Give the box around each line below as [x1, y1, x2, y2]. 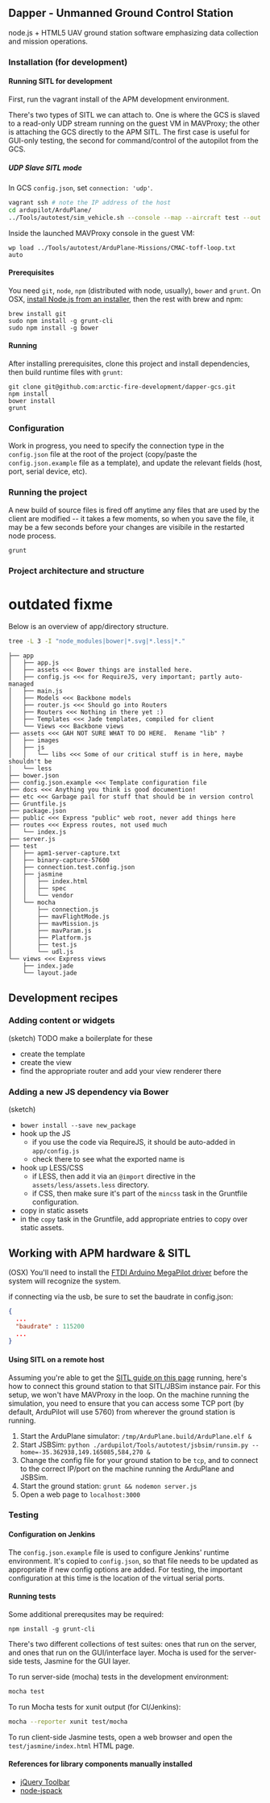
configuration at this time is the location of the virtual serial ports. [8, 1573, 226, 1582]
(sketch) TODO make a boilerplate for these [8, 1033, 153, 1042]
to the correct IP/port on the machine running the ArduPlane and [19, 1464, 235, 1473]
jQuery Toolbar [19, 1776, 70, 1787]
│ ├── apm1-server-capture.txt [8, 849, 121, 857]
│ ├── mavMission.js [8, 920, 99, 928]
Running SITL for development [8, 77, 113, 86]
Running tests [8, 1591, 56, 1602]
